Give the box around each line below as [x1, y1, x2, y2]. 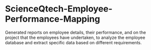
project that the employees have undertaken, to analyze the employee [5, 35, 145, 40]
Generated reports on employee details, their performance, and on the [5, 29, 146, 35]
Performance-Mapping [5, 13, 100, 25]
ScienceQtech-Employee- [5, 3, 113, 14]
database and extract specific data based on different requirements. [5, 39, 142, 45]
